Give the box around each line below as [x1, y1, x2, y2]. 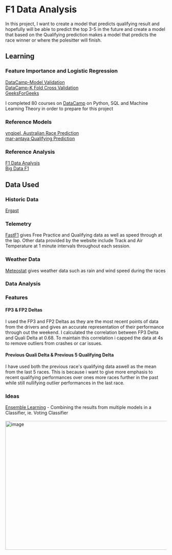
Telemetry [5, 220, 32, 227]
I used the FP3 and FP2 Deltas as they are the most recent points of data [5, 318, 159, 325]
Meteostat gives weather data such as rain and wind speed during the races [5, 267, 166, 274]
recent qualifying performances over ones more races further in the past [5, 374, 159, 380]
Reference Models [5, 118, 52, 126]
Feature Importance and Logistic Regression [5, 67, 118, 75]
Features [5, 294, 28, 301]
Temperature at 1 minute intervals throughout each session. [5, 243, 131, 249]
